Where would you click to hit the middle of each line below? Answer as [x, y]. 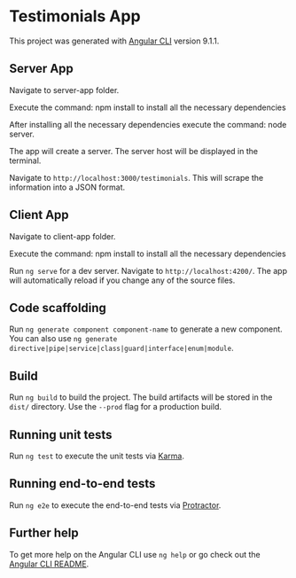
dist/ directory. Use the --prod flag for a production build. [115, 407]
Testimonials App [75, 16]
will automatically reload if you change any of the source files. [122, 280]
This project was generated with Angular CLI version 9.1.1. [114, 41]
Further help [44, 533]
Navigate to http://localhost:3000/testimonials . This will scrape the [136, 177]
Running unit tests [61, 435]
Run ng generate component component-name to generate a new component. [146, 329]
